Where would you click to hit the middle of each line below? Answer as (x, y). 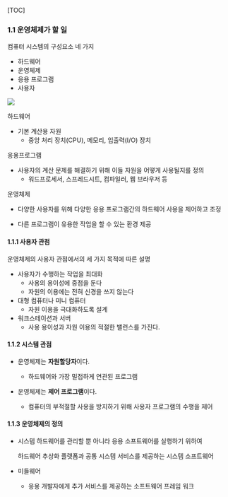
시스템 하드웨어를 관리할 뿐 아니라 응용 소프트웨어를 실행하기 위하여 (110, 440)
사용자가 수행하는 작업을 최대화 (60, 274)
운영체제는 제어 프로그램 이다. (57, 391)
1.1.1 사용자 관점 (29, 241)
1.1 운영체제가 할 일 (37, 30)
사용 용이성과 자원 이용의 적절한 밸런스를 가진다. (94, 327)
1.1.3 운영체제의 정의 (35, 424)
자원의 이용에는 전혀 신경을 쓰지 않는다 (81, 291)
